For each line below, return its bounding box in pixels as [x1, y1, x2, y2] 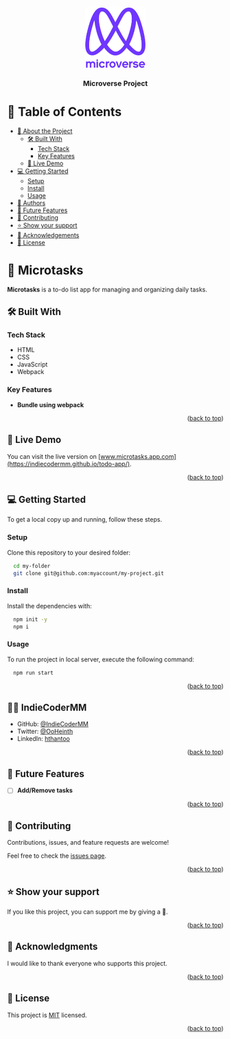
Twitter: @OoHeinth [16, 728, 73, 736]
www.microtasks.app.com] [100, 452, 176, 460]
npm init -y [13, 616, 48, 623]
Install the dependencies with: [7, 601, 92, 610]
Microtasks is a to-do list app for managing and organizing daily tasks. [7, 285, 208, 294]
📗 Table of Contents [7, 104, 122, 120]
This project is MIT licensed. [7, 1011, 87, 1019]
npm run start [13, 669, 54, 676]
